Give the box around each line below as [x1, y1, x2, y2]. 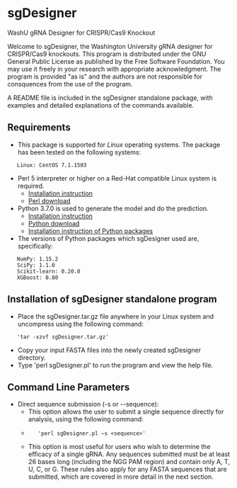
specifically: [17, 242, 53, 250]
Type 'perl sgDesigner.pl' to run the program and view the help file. [17, 361, 214, 369]
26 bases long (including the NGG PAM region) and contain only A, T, [28, 458, 230, 466]
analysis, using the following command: [28, 415, 144, 424]
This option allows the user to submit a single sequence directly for [28, 407, 224, 416]
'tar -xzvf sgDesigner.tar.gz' [16, 333, 110, 341]
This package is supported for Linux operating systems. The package [17, 140, 221, 149]
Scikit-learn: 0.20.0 [16, 268, 81, 275]
